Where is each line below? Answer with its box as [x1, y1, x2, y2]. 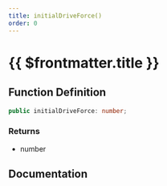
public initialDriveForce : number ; [8, 107, 128, 115]
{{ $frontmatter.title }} [8, 54, 160, 72]
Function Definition [8, 86, 107, 99]
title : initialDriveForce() [8, 11, 103, 20]
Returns [8, 126, 40, 137]
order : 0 [8, 19, 38, 27]
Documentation [8, 168, 88, 181]
